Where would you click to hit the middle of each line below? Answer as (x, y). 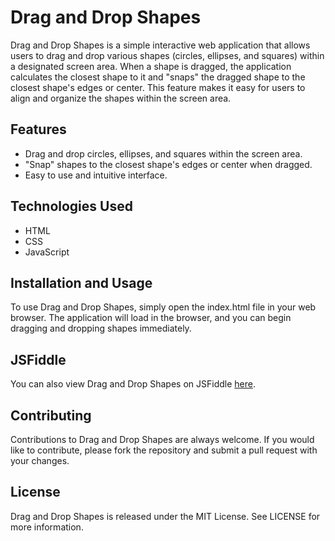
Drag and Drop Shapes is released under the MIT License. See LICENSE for (165, 516)
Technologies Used (71, 206)
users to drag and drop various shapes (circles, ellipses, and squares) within (167, 55)
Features (38, 129)
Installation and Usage (81, 282)
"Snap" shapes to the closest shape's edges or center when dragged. (168, 164)
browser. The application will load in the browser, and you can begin (151, 318)
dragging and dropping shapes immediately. (101, 328)
